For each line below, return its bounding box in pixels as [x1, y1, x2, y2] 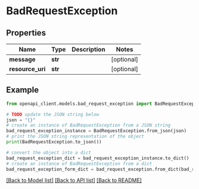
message [9, 55, 36, 63]
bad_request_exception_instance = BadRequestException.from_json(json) [6, 128, 187, 134]
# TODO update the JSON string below [6, 111, 99, 117]
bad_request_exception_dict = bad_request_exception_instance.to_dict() [6, 155, 190, 161]
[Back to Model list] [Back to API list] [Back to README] [6, 177, 142, 184]
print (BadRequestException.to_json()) [6, 139, 102, 145]
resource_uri [9, 65, 46, 73]
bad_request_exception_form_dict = [6, 166, 94, 172]
